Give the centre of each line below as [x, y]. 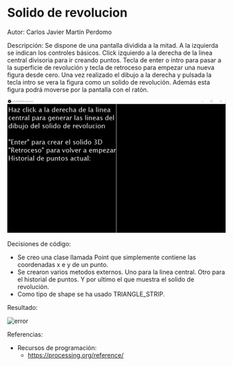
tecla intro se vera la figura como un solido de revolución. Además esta [109, 82]
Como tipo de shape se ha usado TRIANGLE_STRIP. [91, 294]
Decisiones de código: [39, 243]
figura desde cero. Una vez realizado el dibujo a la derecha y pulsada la [109, 75]
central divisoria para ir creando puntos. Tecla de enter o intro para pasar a [114, 60]
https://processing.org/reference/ [76, 355]
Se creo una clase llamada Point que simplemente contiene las [106, 257]
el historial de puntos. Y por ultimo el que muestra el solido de [106, 279]
